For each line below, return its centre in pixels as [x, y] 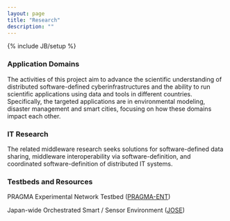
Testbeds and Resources [50, 182]
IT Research [28, 134]
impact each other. [34, 116]
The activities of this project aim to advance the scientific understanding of [115, 79]
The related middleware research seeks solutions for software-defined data [115, 149]
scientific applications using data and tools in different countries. [100, 94]
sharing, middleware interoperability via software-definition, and [99, 156]
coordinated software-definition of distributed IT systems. [90, 163]
